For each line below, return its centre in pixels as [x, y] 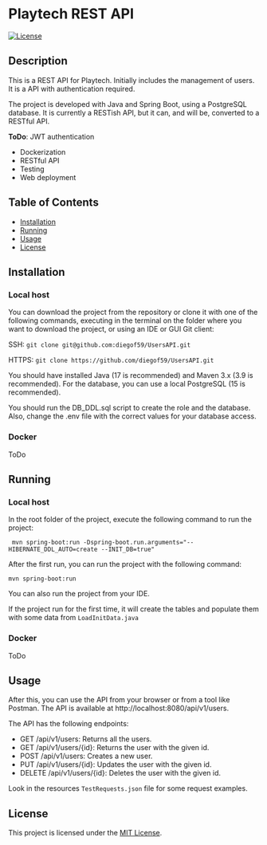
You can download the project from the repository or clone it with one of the [133, 312]
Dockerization [43, 151]
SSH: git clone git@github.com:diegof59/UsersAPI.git [100, 344]
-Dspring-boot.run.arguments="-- [139, 543]
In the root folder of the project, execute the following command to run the [130, 520]
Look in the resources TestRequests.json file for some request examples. [128, 788]
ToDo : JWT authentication [51, 136]
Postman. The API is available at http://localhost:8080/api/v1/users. [119, 708]
